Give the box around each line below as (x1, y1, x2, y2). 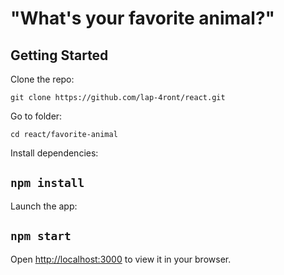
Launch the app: (10, 200, 78, 212)
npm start (10, 229, 72, 244)
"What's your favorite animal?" (10, 7, 276, 30)
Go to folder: (10, 110, 63, 122)
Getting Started (10, 47, 109, 64)
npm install (10, 176, 85, 191)
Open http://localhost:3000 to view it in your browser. (10, 253, 232, 265)
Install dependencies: (10, 147, 99, 159)
